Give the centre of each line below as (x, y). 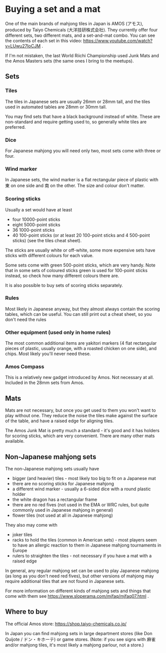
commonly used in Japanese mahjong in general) (63, 510)
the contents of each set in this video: (44, 40)
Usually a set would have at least (39, 209)
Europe (20, 551)
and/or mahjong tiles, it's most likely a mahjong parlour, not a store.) (75, 645)
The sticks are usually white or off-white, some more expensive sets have (80, 250)
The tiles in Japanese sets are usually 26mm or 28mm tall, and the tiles (78, 101)
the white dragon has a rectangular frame (55, 500)
